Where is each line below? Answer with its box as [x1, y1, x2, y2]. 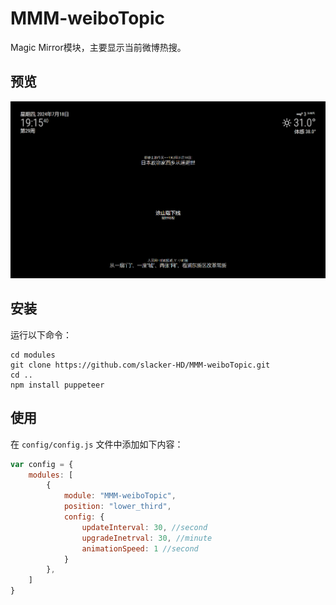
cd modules [10, 350, 56, 360]
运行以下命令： [10, 328, 72, 341]
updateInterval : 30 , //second [81, 522, 208, 532]
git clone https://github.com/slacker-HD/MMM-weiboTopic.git [10, 360, 271, 370]
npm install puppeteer [10, 380, 105, 390]
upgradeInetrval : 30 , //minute [81, 533, 213, 543]
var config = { [10, 459, 74, 469]
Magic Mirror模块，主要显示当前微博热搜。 [10, 41, 187, 53]
